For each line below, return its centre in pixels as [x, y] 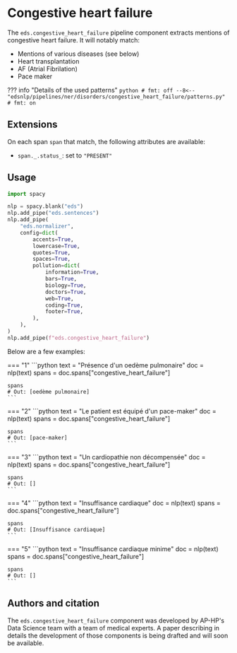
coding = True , [64, 305]
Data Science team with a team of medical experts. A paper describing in [114, 628]
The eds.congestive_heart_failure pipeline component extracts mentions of [119, 33]
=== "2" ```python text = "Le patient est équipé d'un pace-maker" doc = [112, 411]
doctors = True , [66, 292]
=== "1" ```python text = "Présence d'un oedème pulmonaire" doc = [106, 365]
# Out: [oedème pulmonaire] [49, 392]
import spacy [26, 194]
